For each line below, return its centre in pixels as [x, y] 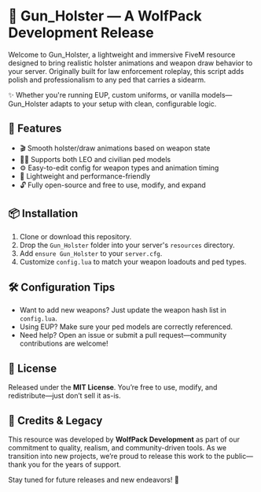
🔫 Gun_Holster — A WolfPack [105, 16]
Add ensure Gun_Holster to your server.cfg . [91, 253]
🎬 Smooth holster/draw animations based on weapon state [115, 148]
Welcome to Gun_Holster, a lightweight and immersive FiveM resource [122, 54]
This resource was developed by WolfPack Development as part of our [124, 439]
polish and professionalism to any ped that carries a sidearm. [107, 80]
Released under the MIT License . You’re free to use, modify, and [113, 387]
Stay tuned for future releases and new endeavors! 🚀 [94, 480]
